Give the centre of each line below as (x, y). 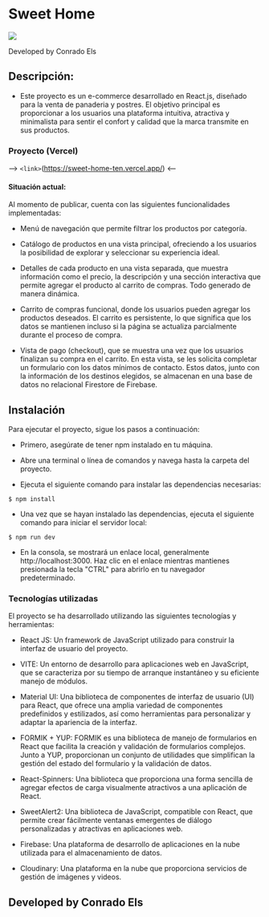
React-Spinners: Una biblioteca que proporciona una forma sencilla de (136, 779)
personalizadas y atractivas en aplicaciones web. (101, 829)
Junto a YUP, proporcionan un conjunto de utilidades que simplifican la (137, 755)
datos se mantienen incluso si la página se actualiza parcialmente (128, 327)
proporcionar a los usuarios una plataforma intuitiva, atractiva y (125, 112)
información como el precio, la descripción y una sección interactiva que (140, 277)
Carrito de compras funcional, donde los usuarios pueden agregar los (135, 309)
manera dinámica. (50, 294)
